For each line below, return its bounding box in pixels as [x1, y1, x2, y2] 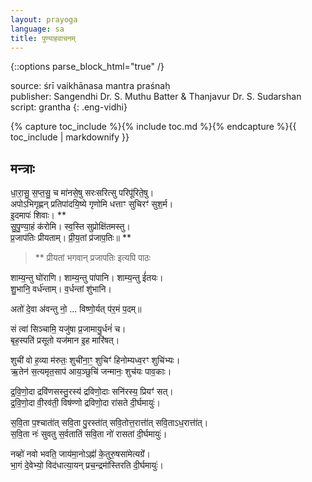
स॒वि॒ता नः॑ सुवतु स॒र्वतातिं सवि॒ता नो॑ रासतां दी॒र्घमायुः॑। [10, 428, 168, 440]
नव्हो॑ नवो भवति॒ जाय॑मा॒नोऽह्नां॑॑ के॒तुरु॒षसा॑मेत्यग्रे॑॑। [10, 448, 151, 460]
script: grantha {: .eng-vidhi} [10, 101, 128, 113]
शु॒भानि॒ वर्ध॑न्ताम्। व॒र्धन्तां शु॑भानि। [10, 283, 113, 295]
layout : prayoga [10, 14, 78, 25]
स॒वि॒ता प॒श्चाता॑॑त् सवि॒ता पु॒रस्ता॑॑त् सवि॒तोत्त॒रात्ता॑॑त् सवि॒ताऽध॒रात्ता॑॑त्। [10, 417, 209, 429]
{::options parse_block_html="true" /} [10, 61, 165, 73]
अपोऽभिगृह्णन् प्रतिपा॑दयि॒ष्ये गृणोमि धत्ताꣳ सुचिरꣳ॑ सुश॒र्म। [10, 198, 174, 210]
